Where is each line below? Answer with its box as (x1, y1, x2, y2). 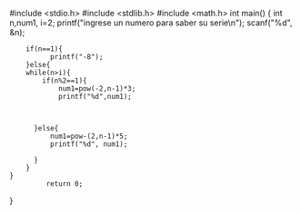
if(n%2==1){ (42, 76, 88, 85)
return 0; (45, 180, 84, 189)
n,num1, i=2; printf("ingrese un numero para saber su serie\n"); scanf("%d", (9, 17, 293, 28)
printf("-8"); (49, 53, 104, 62)
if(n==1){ (25, 44, 64, 53)
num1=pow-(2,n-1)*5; (49, 131, 128, 141)
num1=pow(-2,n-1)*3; (57, 84, 136, 93)
